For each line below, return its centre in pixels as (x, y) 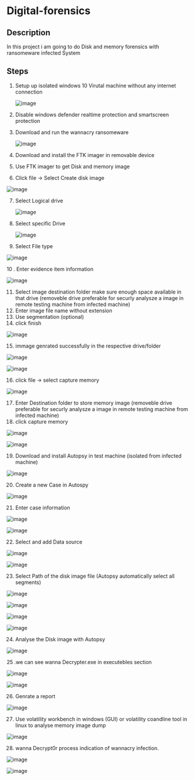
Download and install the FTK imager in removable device (85, 155)
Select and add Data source (49, 542)
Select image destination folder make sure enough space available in (98, 292)
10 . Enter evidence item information (50, 269)
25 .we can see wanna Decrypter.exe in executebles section (79, 662)
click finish (28, 323)
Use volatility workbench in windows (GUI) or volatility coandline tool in (101, 719)
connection (29, 92)
